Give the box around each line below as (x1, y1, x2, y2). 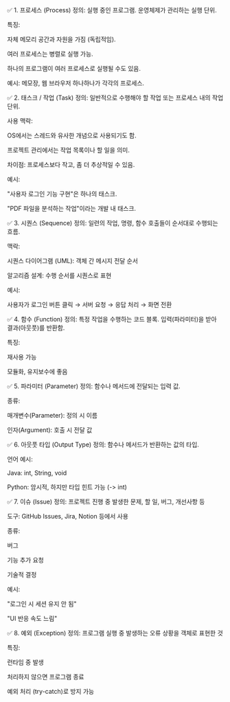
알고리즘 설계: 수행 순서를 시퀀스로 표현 (7, 271, 112, 280)
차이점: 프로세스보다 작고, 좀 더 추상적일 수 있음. (7, 161, 135, 168)
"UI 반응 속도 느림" (7, 614, 58, 622)
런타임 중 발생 (7, 658, 45, 666)
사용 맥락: (7, 117, 33, 125)
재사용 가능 (7, 353, 37, 361)
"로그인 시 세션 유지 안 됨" (7, 600, 77, 608)
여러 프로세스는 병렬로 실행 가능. (7, 50, 94, 58)
